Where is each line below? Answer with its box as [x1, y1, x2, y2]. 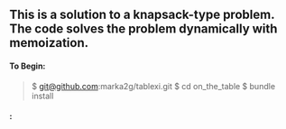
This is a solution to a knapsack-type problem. [9, 7, 275, 23]
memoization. [9, 35, 88, 51]
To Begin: [9, 60, 46, 71]
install [31, 90, 54, 101]
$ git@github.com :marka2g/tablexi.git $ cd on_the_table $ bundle [31, 80, 276, 91]
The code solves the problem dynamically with [9, 22, 278, 37]
